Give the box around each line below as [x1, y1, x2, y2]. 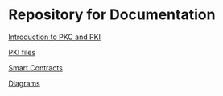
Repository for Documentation [8, 6, 216, 24]
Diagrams [8, 78, 40, 88]
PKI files [8, 47, 36, 57]
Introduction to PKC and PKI [8, 32, 101, 42]
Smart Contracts [8, 62, 63, 73]
